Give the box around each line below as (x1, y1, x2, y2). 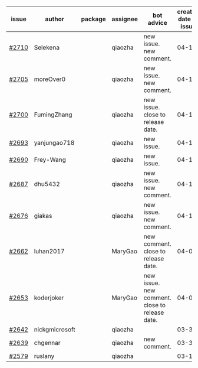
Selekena (34, 44, 60, 51)
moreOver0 (34, 75, 66, 83)
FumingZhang (34, 110, 72, 119)
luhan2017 (34, 247, 65, 255)
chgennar (34, 339, 61, 347)
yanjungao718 (34, 139, 75, 146)
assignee (111, 15, 138, 23)
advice (147, 19, 167, 27)
